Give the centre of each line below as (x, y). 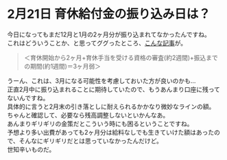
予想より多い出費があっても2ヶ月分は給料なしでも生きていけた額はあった (111, 132)
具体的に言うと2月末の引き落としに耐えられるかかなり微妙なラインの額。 (111, 106)
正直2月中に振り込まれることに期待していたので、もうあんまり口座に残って (114, 89)
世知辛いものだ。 (31, 149)
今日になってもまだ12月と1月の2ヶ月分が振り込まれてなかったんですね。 (109, 34)
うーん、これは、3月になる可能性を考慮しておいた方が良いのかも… (101, 80)
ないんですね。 (28, 98)
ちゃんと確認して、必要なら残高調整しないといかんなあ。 (88, 115)
